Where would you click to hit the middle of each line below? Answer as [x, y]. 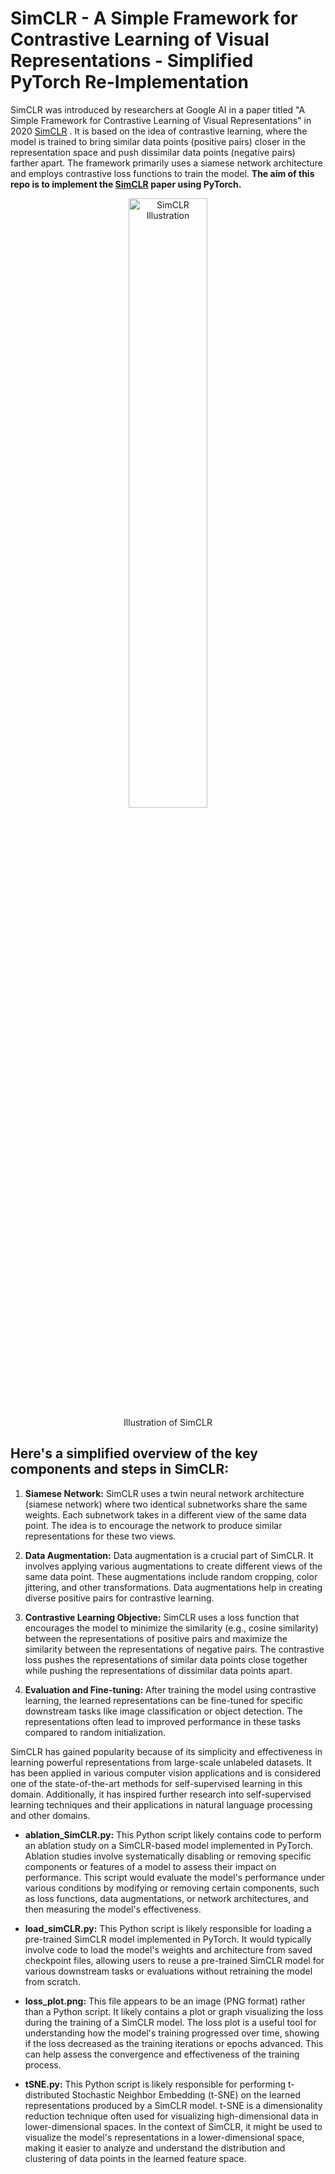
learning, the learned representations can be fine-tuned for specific [164, 1700]
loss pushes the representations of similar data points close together [166, 1659]
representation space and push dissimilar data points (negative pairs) [153, 152]
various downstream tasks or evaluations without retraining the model [168, 1971]
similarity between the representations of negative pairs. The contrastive [174, 1649]
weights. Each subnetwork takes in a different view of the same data [165, 1514]
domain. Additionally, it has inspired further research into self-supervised [161, 1794]
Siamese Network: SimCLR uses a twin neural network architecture [164, 1493]
